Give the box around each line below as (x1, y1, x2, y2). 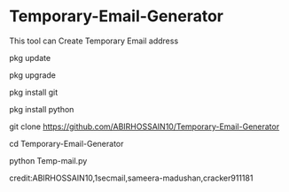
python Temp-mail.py (9, 155, 88, 165)
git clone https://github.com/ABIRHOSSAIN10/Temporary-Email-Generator (9, 121, 280, 132)
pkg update (9, 52, 51, 63)
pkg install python (9, 104, 74, 114)
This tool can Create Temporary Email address (9, 35, 179, 46)
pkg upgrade (9, 69, 56, 81)
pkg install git (9, 87, 59, 97)
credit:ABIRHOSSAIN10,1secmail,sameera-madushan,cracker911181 (9, 173, 254, 183)
